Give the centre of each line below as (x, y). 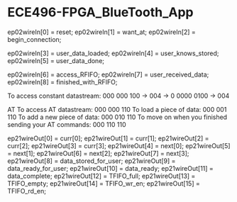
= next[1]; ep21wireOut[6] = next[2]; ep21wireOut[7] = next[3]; (98, 153)
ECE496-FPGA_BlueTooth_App (100, 12)
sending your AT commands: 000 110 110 (67, 124)
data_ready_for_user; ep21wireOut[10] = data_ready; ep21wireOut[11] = (111, 168)
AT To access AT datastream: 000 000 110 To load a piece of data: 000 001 (117, 109)
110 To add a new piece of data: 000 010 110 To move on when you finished (117, 117)
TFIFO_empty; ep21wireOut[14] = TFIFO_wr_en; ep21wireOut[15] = (104, 183)
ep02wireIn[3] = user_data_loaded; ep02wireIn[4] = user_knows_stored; (113, 53)
